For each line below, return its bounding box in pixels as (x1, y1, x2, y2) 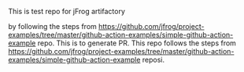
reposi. (142, 55, 165, 64)
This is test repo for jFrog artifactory (8, 7, 126, 16)
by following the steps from (8, 22, 97, 31)
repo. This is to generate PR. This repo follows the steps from (37, 38, 236, 48)
